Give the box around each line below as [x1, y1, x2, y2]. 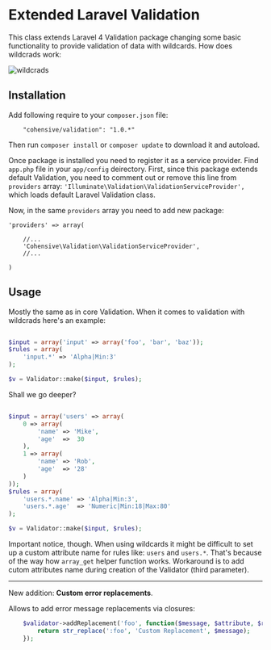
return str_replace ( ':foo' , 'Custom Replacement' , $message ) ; [37, 627, 251, 635]
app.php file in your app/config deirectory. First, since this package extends [8, 164, 258, 174]
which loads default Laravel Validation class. [8, 190, 156, 199]
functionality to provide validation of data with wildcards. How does [8, 40, 232, 50]
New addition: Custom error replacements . [8, 588, 153, 598]
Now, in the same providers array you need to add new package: [8, 205, 224, 215]
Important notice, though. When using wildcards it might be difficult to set [8, 539, 254, 549]
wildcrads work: [8, 49, 62, 59]
